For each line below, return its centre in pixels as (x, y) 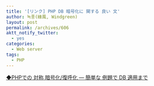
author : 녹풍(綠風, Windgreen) (42, 17)
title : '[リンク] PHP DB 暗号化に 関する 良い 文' (63, 11)
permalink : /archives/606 (37, 28)
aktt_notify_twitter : (32, 33)
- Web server (27, 49)
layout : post (22, 22)
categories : (20, 44)
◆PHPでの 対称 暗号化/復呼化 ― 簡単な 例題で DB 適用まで (77, 77)
